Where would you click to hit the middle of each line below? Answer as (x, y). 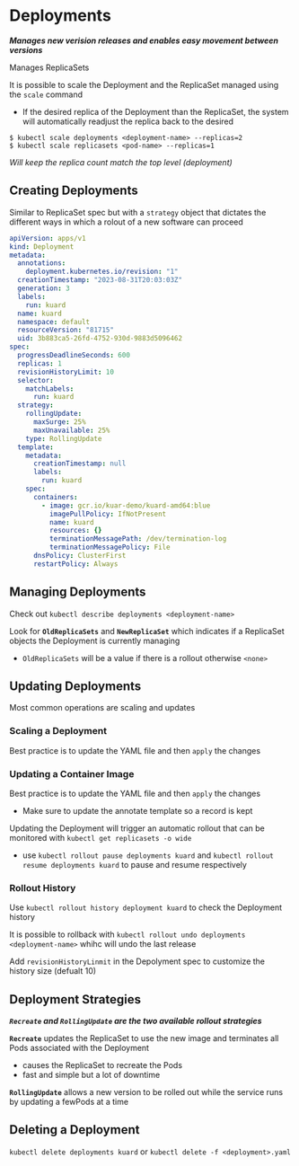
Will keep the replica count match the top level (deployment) (121, 162)
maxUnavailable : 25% (71, 430)
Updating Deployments (75, 686)
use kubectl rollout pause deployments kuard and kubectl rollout (148, 855)
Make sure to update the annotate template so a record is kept (137, 810)
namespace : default (54, 322)
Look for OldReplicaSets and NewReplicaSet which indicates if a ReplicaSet (147, 631)
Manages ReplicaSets (49, 67)
